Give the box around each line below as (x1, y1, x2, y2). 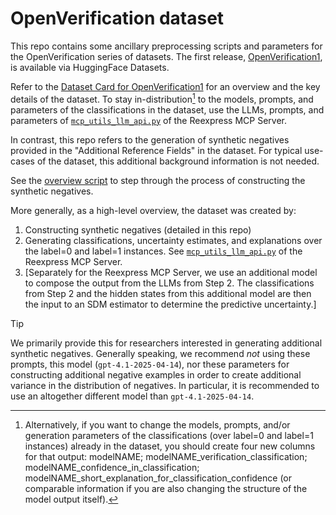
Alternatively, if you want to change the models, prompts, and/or (24, 418, 291, 431)
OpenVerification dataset (10, 7, 225, 30)
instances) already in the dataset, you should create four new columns (24, 440, 316, 452)
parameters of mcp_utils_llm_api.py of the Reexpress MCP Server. (10, 114, 287, 126)
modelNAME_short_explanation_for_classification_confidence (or (24, 472, 293, 484)
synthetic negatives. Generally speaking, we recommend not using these (10, 347, 311, 359)
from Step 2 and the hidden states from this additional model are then (24, 287, 312, 299)
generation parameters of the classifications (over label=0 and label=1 (24, 429, 314, 441)
